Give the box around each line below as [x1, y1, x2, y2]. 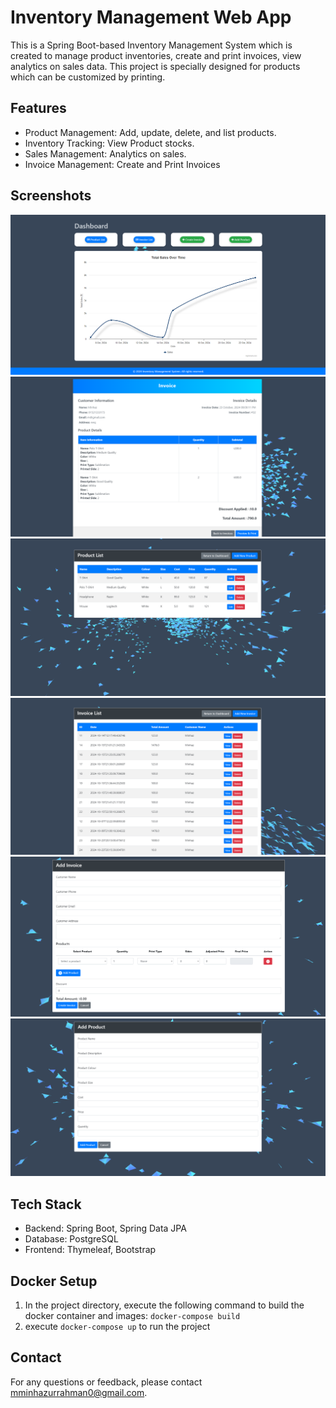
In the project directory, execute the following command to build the [24, 1299, 305, 1311]
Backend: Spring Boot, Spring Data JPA [24, 1222, 187, 1235]
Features [10, 100, 67, 117]
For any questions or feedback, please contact [10, 1376, 203, 1388]
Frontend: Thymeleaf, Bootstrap [24, 1244, 157, 1256]
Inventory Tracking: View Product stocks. [24, 137, 195, 149]
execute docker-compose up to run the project [24, 1320, 211, 1332]
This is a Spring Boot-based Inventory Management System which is [10, 39, 293, 51]
